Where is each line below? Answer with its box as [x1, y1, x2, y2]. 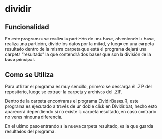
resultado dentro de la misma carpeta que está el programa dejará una [5, 46, 147, 52]
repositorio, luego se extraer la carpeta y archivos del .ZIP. [5, 89, 123, 95]
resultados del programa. [5, 128, 56, 134]
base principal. [5, 57, 35, 62]
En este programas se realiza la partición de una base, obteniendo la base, [5, 36, 155, 41]
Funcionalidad [5, 23, 50, 31]
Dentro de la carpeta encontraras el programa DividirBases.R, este [5, 98, 139, 104]
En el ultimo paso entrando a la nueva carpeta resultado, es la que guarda [5, 123, 154, 129]
